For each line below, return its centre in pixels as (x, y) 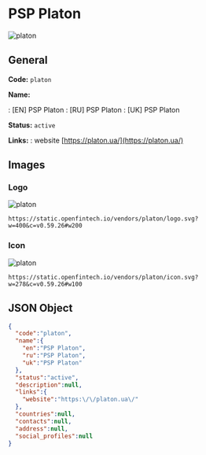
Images (27, 165)
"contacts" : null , (44, 421)
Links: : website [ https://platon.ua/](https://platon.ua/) (96, 140)
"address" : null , (42, 429)
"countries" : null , (46, 414)
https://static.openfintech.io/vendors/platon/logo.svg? (103, 219)
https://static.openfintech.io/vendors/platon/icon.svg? (103, 277)
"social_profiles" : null (54, 436)
